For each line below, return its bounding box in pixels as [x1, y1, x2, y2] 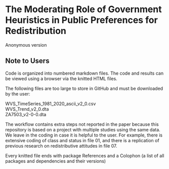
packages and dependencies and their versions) [5, 158, 106, 164]
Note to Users [5, 57, 50, 65]
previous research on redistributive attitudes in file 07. [5, 143, 117, 149]
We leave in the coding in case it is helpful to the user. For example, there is [5, 132, 163, 138]
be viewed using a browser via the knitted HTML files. [5, 75, 117, 82]
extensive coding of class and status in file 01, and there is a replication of [5, 137, 159, 143]
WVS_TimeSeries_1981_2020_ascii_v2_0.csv [5, 100, 96, 107]
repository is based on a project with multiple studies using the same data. [5, 126, 160, 132]
